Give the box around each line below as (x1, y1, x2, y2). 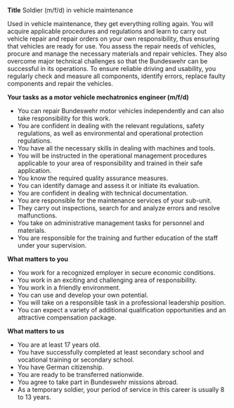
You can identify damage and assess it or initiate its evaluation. (17, 181, 200, 189)
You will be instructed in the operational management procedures (17, 151, 207, 160)
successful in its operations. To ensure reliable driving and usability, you (7, 65, 216, 72)
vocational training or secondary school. (17, 355, 135, 364)
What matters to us (7, 327, 65, 335)
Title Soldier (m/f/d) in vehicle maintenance (7, 6, 134, 14)
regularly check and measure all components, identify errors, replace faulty (7, 72, 226, 80)
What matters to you (7, 255, 69, 263)
